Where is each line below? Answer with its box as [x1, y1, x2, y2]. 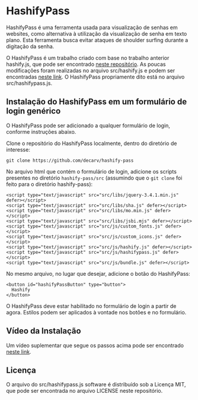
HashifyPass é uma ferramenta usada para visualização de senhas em [6, 24, 178, 31]
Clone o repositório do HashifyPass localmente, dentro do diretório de [6, 140, 177, 147]
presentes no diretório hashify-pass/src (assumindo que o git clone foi [6, 174, 183, 181]
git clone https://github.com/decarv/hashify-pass [6, 158, 134, 163]
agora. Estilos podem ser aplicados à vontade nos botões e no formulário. [6, 308, 187, 316]
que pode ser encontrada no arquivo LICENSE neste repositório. [6, 388, 163, 395]
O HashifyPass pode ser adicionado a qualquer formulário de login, [6, 122, 171, 129]
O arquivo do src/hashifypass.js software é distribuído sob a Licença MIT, [6, 381, 186, 388]
